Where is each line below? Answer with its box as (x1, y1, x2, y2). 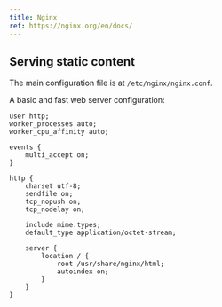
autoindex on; (56, 267, 109, 276)
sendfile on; (25, 190, 74, 199)
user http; (9, 112, 50, 121)
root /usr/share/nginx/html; (56, 259, 165, 269)
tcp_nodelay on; (25, 205, 86, 214)
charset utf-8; (25, 182, 82, 191)
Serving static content (9, 54, 136, 69)
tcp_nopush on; (25, 197, 82, 207)
